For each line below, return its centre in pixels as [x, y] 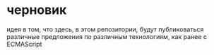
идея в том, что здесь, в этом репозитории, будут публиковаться [105, 29]
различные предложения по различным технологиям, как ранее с [107, 36]
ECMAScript [24, 44]
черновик [37, 10]
